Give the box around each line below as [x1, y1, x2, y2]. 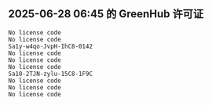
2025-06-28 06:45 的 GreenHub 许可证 [8, 7, 204, 21]
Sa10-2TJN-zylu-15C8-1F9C [8, 70, 93, 78]
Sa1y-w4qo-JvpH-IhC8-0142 [8, 42, 93, 50]
